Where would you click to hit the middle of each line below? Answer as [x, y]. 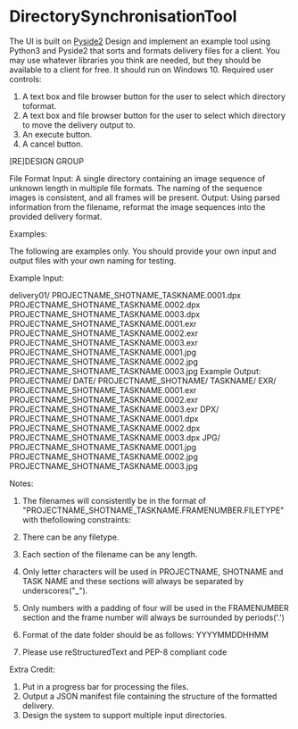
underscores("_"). [55, 591]
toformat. [39, 105]
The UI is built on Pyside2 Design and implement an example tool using [140, 41]
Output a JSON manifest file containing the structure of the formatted [149, 696]
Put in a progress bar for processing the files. [105, 686]
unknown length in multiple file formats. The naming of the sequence [136, 188]
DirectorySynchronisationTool [123, 17]
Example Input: [37, 278]
